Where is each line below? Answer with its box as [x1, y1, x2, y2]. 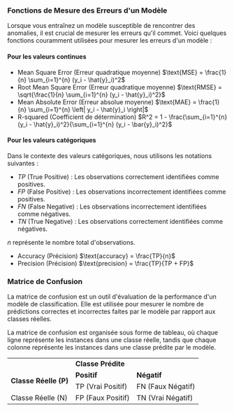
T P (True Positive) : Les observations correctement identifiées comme [17, 172, 219, 180]
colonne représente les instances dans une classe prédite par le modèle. [7, 343, 217, 351]
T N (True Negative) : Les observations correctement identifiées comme [17, 217, 224, 225]
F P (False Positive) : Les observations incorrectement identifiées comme [17, 187, 226, 196]
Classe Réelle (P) [10, 376, 68, 385]
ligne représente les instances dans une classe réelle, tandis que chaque [7, 336, 217, 344]
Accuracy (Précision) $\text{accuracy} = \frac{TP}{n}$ [17, 251, 176, 260]
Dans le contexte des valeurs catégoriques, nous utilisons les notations [7, 151, 212, 159]
